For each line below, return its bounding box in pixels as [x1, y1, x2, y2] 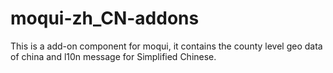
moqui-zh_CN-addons [10, 7, 200, 30]
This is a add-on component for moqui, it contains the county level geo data [10, 40, 323, 52]
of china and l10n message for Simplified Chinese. [10, 50, 217, 62]
